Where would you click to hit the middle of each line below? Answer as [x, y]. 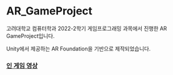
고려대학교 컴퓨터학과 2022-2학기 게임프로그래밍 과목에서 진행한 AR [87, 28]
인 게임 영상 [22, 65]
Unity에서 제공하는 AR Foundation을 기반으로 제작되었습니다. [78, 49]
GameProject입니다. [30, 36]
